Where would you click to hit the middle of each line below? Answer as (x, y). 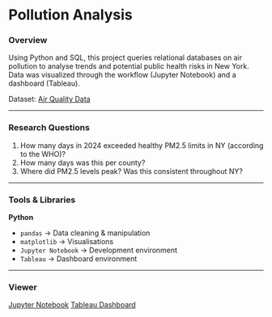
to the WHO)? (43, 154)
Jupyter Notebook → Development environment (99, 250)
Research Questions (49, 128)
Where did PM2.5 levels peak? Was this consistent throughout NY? (132, 171)
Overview (28, 40)
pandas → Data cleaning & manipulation (85, 233)
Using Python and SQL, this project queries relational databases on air (125, 57)
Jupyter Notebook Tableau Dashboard (72, 305)
